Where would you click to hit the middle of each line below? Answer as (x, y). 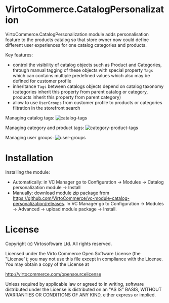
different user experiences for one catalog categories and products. (76, 45)
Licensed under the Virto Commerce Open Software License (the (73, 253)
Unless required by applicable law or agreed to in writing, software (75, 284)
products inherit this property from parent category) (67, 97)
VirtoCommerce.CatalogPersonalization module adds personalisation (77, 34)
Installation (29, 158)
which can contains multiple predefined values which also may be (81, 75)
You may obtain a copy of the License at (47, 264)
